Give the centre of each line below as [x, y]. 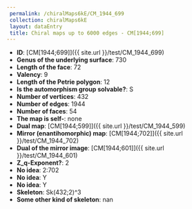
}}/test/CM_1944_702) [48, 141]
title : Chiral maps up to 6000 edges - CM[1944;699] [87, 33]
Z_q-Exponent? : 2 [43, 163]
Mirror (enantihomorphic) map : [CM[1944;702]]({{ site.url [100, 134]
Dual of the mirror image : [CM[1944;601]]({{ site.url [90, 148]
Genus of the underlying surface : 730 [71, 60]
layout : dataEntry [36, 26]
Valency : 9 [32, 75]
